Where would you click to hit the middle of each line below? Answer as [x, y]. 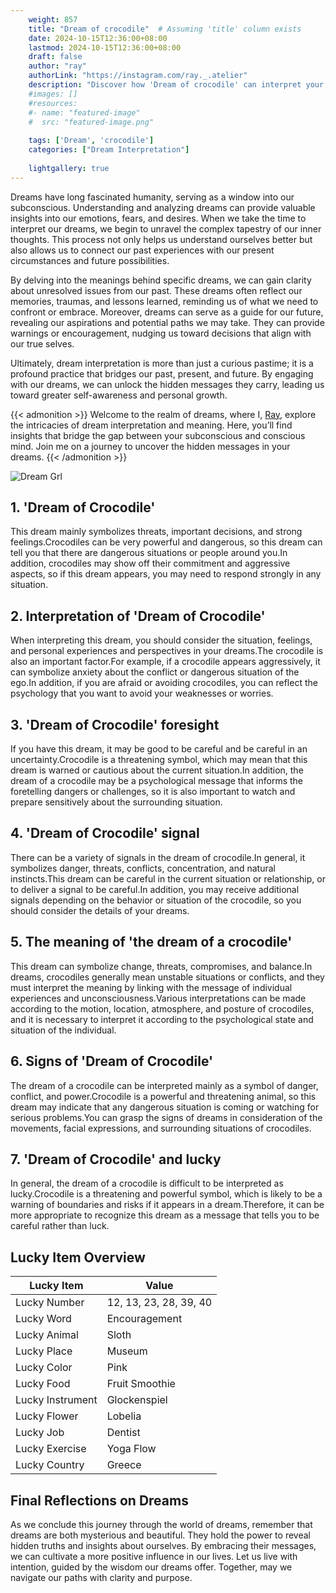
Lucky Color [44, 1368]
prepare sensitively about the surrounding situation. [116, 802]
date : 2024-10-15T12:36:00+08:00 [98, 38]
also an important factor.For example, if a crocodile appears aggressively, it [165, 662]
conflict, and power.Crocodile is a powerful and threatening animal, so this [163, 1096]
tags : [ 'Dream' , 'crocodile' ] [91, 141]
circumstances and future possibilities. [90, 260]
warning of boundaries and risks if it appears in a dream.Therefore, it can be [167, 1205]
